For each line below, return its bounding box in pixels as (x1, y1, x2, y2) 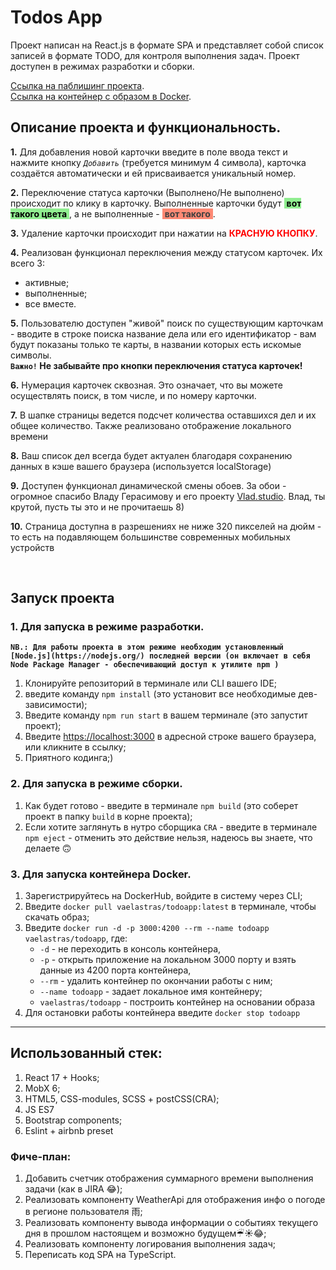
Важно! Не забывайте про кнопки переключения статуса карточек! (10, 359, 303, 371)
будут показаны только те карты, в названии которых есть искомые (10, 338, 302, 350)
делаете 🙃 (24, 842, 72, 854)
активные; (24, 276, 70, 288)
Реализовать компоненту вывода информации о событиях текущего (24, 1217, 319, 1229)
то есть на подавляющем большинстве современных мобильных (10, 531, 291, 543)
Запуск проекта (10, 590, 115, 607)
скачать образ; (24, 911, 90, 923)
